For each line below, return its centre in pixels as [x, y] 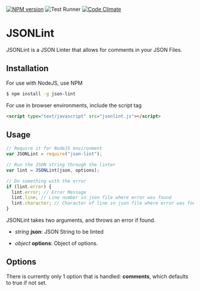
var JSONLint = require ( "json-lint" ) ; [54, 154]
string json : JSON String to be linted [59, 232]
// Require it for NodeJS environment [54, 148]
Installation [27, 69]
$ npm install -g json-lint [41, 94]
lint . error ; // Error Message [49, 192]
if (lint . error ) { [29, 187]
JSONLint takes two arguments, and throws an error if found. [81, 220]
